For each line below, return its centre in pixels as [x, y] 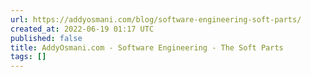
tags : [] [28, 57]
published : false [46, 38]
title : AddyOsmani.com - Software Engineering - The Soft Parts [147, 47]
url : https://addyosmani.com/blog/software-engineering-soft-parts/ [156, 19]
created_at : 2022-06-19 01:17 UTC [82, 29]
